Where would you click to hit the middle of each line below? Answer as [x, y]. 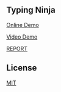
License [22, 68]
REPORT [17, 48]
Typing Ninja [31, 10]
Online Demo [23, 25]
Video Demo [22, 37]
